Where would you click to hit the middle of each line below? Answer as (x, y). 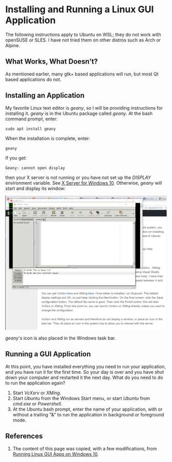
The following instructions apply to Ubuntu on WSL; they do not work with (83, 34)
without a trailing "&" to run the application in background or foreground (88, 414)
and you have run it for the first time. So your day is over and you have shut (85, 372)
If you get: (16, 158)
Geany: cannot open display (35, 168)
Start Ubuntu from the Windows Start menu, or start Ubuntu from (81, 398)
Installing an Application (45, 96)
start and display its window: (35, 188)
